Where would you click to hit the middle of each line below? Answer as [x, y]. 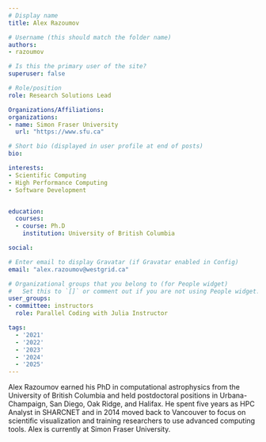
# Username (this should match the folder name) [90, 37]
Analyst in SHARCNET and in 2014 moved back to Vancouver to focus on [127, 413]
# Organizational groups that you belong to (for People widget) [118, 284]
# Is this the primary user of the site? [78, 67]
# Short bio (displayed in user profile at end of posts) [106, 146]
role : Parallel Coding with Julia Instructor [92, 313]
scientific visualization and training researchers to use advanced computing [132, 421]
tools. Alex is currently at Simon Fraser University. [89, 429]
